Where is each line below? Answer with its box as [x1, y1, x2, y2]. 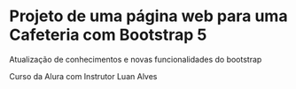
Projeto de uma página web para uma [9, 6, 288, 26]
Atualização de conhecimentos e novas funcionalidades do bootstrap [9, 54, 262, 64]
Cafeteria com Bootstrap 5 [9, 25, 207, 45]
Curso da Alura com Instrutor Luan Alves [9, 70, 158, 81]
